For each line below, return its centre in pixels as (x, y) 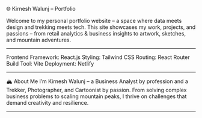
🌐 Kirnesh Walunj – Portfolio (41, 9)
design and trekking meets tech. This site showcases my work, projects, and (101, 27)
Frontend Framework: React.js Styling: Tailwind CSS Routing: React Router (98, 57)
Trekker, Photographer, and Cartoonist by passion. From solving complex (96, 90)
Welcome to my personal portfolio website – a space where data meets (94, 21)
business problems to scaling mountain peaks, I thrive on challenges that (96, 96)
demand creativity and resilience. (47, 103)
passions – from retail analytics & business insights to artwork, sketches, (96, 33)
